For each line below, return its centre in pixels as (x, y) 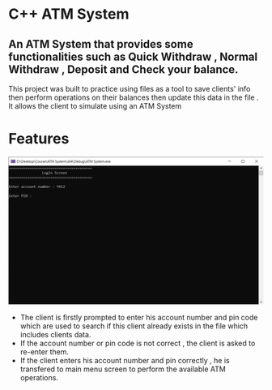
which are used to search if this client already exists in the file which (134, 326)
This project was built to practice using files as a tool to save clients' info (130, 89)
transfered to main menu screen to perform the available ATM (123, 369)
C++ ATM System (69, 14)
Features (39, 139)
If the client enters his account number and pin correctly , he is (125, 361)
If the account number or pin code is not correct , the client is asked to (138, 343)
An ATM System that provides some (101, 44)
